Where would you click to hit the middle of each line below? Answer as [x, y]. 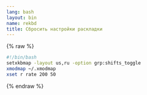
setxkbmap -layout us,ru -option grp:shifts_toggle [73, 63]
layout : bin [21, 18]
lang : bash [20, 12]
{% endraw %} [25, 86]
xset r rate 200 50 [31, 74]
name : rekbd [21, 23]
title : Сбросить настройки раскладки [55, 29]
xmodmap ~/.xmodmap [31, 69]
